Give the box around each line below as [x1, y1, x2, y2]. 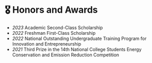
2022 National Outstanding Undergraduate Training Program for [12, 35, 147, 41]
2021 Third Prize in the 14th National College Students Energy [12, 46, 142, 52]
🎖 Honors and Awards [5, 4, 98, 16]
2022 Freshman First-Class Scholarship [12, 30, 96, 36]
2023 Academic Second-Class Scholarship [12, 24, 103, 31]
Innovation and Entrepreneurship [12, 40, 81, 47]
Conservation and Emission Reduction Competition [12, 52, 119, 58]
